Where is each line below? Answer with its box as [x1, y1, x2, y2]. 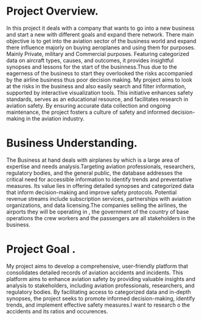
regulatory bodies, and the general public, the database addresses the [6, 169, 183, 176]
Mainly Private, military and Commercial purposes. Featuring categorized [6, 50, 190, 57]
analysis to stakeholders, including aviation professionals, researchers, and [6, 282, 195, 289]
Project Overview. [6, 4, 99, 18]
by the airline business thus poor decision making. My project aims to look [6, 76, 193, 83]
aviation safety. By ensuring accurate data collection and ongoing [6, 102, 171, 109]
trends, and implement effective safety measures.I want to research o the [6, 301, 190, 308]
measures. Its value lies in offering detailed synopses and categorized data [6, 182, 195, 189]
